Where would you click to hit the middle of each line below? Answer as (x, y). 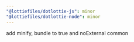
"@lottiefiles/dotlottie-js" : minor (51, 11)
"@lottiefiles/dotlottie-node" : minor (53, 17)
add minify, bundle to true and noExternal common (67, 33)
